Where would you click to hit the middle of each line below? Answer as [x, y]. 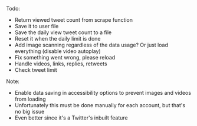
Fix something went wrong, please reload [65, 57]
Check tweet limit [36, 70]
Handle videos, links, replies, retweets [61, 64]
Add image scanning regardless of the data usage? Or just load [91, 45]
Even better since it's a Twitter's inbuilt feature [71, 118]
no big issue [29, 112]
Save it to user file [37, 26]
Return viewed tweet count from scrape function [74, 20]
